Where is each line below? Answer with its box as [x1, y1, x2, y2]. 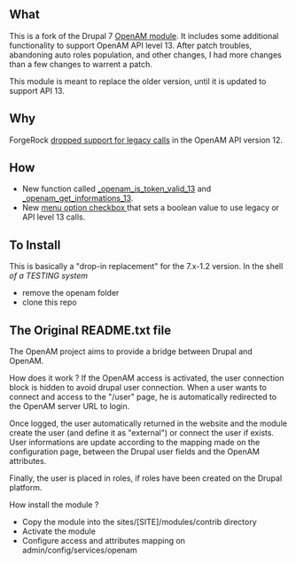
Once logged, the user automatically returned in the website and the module [9, 418, 288, 429]
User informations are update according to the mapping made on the [9, 437, 261, 448]
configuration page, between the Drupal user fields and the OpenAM [9, 446, 260, 457]
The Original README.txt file [9, 322, 171, 337]
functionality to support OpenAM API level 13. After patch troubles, [9, 40, 253, 50]
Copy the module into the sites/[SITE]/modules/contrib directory [21, 517, 257, 528]
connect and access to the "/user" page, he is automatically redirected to [9, 391, 277, 402]
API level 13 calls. [21, 212, 86, 222]
